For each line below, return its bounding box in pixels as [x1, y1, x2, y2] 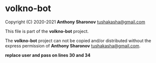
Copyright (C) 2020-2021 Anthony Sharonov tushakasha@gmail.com [5, 19, 145, 25]
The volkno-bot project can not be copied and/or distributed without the [5, 37, 152, 44]
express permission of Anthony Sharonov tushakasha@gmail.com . [5, 43, 141, 48]
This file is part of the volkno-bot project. [5, 28, 89, 34]
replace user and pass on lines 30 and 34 [5, 52, 91, 58]
